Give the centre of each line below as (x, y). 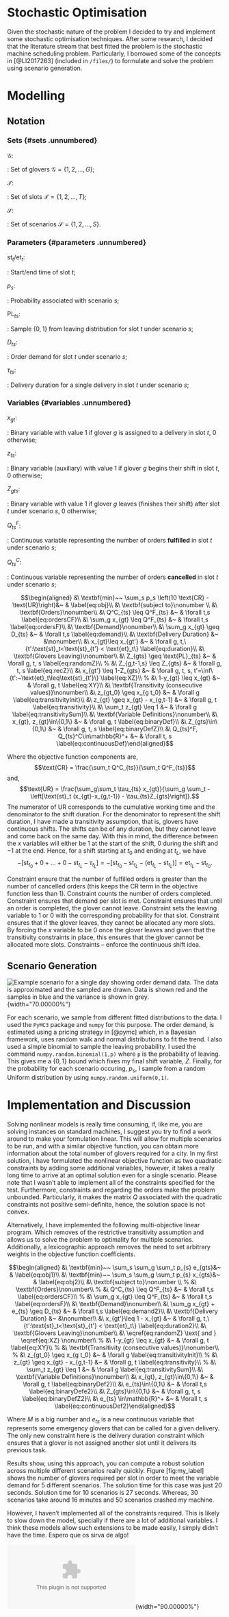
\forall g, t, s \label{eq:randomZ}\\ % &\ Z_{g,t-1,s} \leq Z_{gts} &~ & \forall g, (115, 663)
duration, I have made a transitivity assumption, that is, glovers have (103, 821)
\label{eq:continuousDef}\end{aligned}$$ (115, 743)
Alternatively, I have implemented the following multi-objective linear (104, 1225)
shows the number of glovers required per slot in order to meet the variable (113, 1478)
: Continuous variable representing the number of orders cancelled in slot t (113, 577)
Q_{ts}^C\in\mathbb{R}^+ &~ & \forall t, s (115, 736)
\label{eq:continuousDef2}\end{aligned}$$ (115, 1406)
